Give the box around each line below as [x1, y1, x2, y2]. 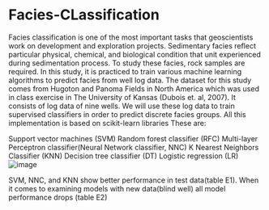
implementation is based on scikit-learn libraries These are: [8, 118, 207, 128]
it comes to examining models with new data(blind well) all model [8, 183, 226, 193]
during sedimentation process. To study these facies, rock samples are [8, 58, 246, 68]
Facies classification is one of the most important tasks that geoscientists [8, 32, 254, 42]
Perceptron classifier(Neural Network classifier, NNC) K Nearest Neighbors [8, 142, 259, 152]
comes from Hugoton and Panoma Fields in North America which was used [8, 83, 259, 94]
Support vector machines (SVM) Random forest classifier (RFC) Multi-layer [8, 133, 258, 143]
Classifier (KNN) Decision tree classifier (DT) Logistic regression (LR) [8, 151, 239, 161]
